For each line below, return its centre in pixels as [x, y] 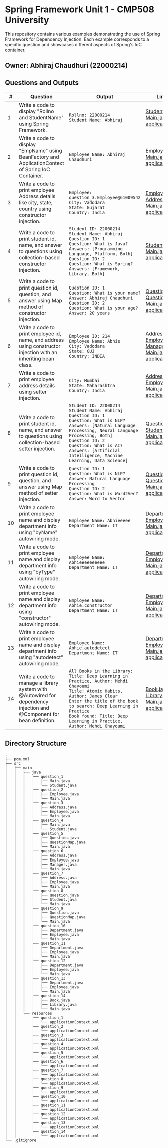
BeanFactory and [39, 157]
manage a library [39, 683]
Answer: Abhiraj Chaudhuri [101, 298]
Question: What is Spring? [101, 264]
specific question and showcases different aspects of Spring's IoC [74, 44]
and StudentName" [41, 118]
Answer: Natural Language [100, 479]
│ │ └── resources [29, 1013]
